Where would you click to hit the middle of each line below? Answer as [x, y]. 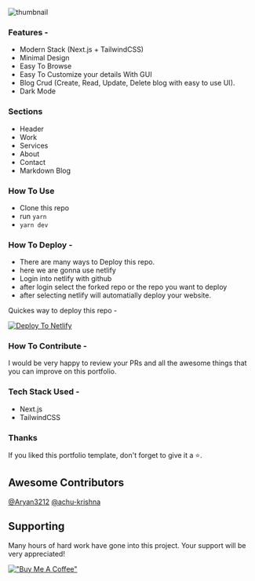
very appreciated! [36, 554]
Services [34, 145]
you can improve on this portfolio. [62, 371]
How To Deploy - [40, 245]
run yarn [33, 216]
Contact [32, 162]
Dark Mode [38, 91]
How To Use [31, 191]
